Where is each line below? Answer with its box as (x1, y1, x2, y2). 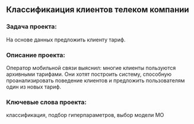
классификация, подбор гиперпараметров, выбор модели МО (6, 112, 164, 119)
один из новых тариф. (6, 83, 61, 90)
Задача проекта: (6, 23, 58, 31)
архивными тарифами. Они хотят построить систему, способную (6, 71, 172, 78)
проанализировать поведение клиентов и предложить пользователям (6, 77, 185, 84)
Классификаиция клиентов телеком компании (6, 5, 189, 15)
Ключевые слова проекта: (6, 98, 87, 106)
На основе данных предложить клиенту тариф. (6, 36, 126, 43)
